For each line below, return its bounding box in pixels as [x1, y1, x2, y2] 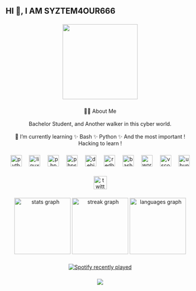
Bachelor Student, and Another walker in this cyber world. [28, 121, 172, 128]
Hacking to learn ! [78, 140, 122, 147]
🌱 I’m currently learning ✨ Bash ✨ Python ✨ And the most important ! [15, 133, 185, 140]
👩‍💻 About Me [83, 107, 117, 115]
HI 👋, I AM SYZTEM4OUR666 [5, 6, 116, 16]
